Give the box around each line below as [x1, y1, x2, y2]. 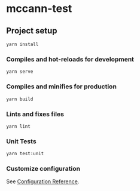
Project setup [6, 26, 58, 36]
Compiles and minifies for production [6, 82, 117, 91]
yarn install [6, 41, 39, 47]
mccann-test [6, 2, 72, 16]
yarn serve [6, 69, 34, 75]
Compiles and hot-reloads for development [6, 55, 135, 63]
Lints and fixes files [6, 110, 65, 118]
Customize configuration [6, 165, 81, 173]
